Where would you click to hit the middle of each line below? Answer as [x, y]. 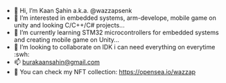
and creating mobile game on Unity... [67, 40]
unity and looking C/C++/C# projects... [69, 25]
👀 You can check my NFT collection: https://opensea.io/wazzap [105, 72]
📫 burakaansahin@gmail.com [57, 62]
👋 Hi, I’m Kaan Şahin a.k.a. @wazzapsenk [73, 11]
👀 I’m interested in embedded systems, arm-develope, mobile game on [115, 18]
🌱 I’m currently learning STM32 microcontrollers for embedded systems [116, 32]
